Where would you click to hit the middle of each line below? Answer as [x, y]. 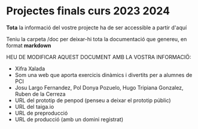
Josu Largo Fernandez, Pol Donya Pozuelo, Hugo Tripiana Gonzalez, [99, 87]
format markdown [29, 45]
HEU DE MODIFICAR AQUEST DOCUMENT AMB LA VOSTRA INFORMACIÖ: [99, 57]
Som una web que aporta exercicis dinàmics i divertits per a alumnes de [103, 75]
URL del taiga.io [34, 106]
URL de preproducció [41, 113]
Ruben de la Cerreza [40, 94]
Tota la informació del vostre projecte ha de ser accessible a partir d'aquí [97, 27]
